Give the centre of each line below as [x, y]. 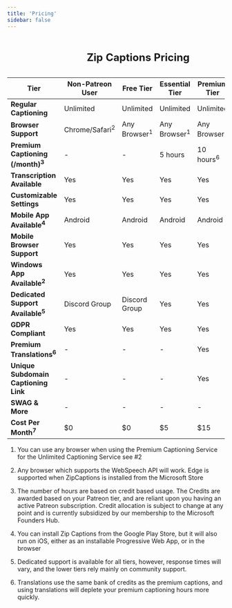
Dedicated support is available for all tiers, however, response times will [119, 562]
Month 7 [23, 432]
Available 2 [28, 283]
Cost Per [25, 422]
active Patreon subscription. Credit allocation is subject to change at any [120, 506]
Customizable [34, 195]
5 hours [172, 155]
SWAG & [25, 402]
